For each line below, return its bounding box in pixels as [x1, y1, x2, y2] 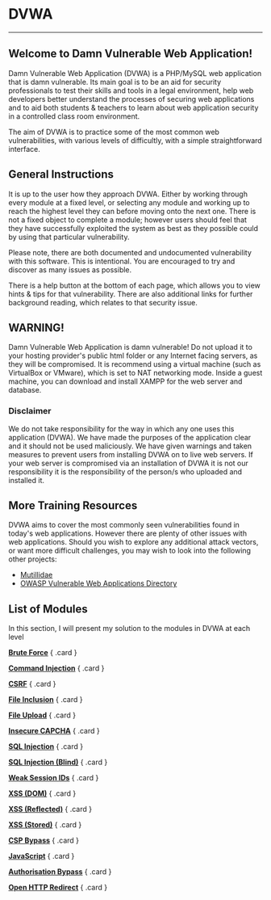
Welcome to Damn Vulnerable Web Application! [8, 47, 252, 61]
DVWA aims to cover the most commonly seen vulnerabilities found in [8, 520, 240, 530]
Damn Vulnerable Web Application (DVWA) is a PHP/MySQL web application [8, 68, 262, 78]
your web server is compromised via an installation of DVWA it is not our [8, 458, 248, 468]
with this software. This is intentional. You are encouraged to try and [8, 256, 236, 266]
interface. [8, 144, 40, 154]
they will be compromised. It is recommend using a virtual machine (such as [8, 360, 261, 369]
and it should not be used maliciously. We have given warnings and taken [8, 441, 252, 451]
